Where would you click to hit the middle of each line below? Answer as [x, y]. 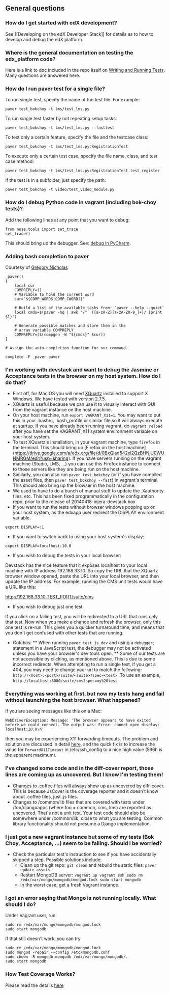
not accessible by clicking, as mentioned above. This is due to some [84, 659]
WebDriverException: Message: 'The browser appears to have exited [78, 721]
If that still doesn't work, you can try [43, 939]
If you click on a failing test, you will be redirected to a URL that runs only [82, 617]
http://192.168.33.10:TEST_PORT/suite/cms [49, 597]
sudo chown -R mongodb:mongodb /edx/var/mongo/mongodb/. [67, 957]
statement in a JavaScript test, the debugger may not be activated [82, 648]
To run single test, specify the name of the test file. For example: [73, 100]
